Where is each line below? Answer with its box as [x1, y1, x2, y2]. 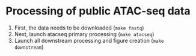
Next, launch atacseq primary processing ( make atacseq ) [14, 30, 155, 37]
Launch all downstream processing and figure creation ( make [14, 37, 164, 44]
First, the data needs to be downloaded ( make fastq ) [14, 24, 144, 31]
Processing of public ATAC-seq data [5, 4, 191, 18]
